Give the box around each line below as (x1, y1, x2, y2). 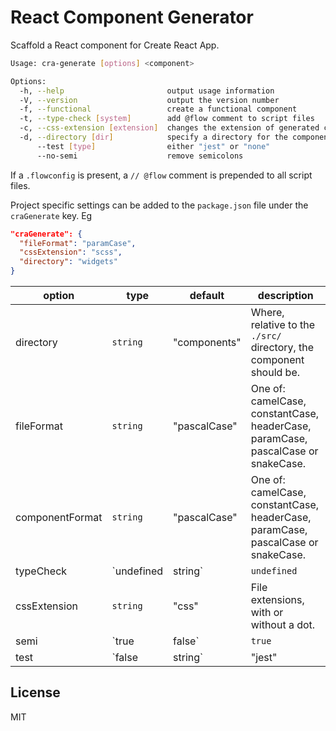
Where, (250, 306, 285, 320)
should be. (250, 366, 301, 380)
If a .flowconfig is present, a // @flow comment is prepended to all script (10, 169, 313, 181)
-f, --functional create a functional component (19, 104, 298, 115)
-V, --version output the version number (19, 95, 280, 105)
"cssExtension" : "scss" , (19, 247, 123, 258)
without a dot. (250, 618, 316, 632)
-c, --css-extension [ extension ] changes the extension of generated (19, 123, 320, 133)
